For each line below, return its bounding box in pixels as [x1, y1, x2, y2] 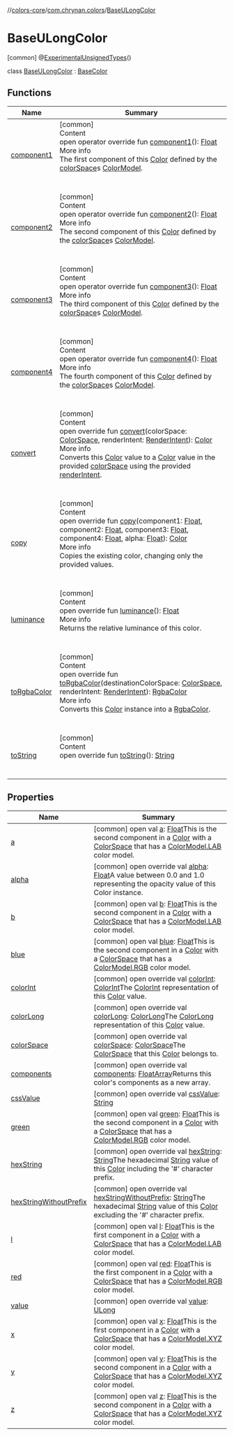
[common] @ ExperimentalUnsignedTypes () [7, 53, 132, 61]
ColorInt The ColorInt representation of [93, 982, 219, 992]
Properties [7, 791, 54, 804]
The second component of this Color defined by [58, 227, 217, 236]
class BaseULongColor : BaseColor [7, 66, 108, 75]
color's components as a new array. [93, 1077, 211, 1087]
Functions [7, 87, 52, 99]
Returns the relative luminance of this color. [58, 623, 202, 633]
